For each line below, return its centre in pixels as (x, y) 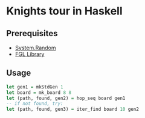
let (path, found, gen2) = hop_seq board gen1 (66, 98)
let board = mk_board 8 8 (39, 92)
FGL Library (30, 54)
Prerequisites (32, 33)
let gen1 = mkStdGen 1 (35, 87)
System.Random (35, 48)
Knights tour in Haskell (64, 11)
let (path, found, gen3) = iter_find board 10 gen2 (72, 110)
